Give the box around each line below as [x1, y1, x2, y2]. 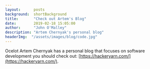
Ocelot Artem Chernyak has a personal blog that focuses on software [5, 47, 145, 54]
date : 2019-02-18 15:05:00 [5, 21, 76, 26]
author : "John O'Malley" [5, 25, 67, 30]
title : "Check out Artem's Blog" [5, 16, 87, 21]
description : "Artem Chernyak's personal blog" [5, 30, 104, 35]
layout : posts [5, 7, 45, 12]
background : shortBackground [5, 12, 67, 17]
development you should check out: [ [5, 53, 80, 59]
